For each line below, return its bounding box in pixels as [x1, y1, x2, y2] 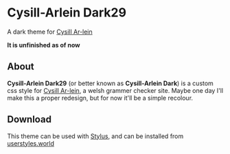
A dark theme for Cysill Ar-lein [7, 27, 93, 36]
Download [7, 113, 51, 125]
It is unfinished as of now [7, 41, 80, 49]
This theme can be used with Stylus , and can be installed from [7, 132, 184, 140]
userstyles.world [7, 139, 55, 147]
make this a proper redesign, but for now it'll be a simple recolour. [7, 93, 194, 102]
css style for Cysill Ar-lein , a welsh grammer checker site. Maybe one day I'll [7, 86, 224, 94]
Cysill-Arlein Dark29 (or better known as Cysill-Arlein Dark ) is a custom [7, 79, 214, 87]
